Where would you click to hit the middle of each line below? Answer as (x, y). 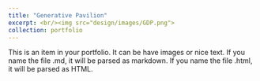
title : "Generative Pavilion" (58, 15)
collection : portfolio (45, 30)
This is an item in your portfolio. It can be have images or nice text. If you (126, 53)
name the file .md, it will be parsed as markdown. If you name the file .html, (130, 61)
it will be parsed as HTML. (51, 69)
